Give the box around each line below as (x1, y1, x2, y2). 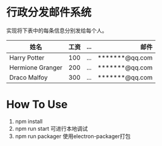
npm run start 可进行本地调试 (15, 125, 88, 132)
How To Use (6, 98, 68, 111)
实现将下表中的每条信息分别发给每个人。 (6, 27, 107, 34)
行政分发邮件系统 (6, 5, 92, 19)
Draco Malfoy (9, 73, 48, 82)
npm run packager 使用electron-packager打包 (15, 132, 131, 140)
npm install (15, 117, 43, 125)
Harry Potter (9, 53, 45, 61)
